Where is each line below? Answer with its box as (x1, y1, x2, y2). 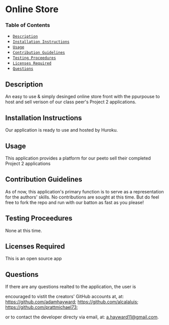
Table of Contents (5, 22, 51, 29)
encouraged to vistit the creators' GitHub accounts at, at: (5, 294, 124, 300)
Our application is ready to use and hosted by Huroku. (5, 127, 118, 133)
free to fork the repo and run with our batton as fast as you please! (5, 199, 144, 206)
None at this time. (5, 227, 42, 233)
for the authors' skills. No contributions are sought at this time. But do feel (5, 194, 159, 200)
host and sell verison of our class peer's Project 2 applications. (5, 99, 137, 105)
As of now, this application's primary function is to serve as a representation (5, 188, 164, 194)
